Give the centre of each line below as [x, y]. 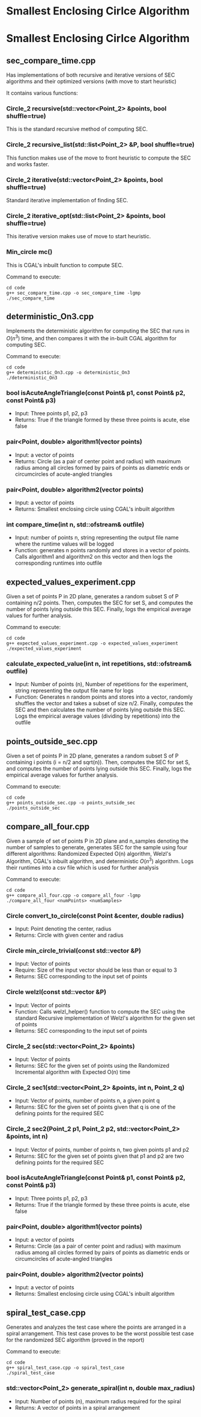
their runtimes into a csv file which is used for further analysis [82, 867]
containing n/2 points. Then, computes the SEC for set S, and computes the [100, 603]
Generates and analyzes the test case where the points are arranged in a [96, 1327]
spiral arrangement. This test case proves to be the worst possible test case [100, 1334]
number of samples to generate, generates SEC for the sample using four [97, 847]
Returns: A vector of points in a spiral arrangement [77, 1407]
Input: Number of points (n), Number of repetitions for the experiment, [101, 684]
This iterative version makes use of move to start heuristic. [79, 236]
